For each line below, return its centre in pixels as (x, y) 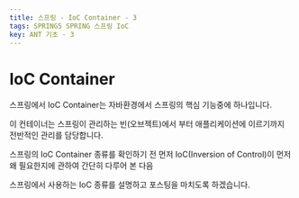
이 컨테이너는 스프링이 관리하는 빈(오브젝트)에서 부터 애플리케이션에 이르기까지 (147, 124)
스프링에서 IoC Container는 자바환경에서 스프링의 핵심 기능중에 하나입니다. (141, 105)
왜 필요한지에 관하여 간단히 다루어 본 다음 (82, 166)
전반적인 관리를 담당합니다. (56, 135)
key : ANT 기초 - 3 (42, 34)
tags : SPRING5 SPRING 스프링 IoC (69, 26)
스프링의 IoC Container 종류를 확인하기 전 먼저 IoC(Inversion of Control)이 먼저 (150, 155)
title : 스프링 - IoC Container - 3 (73, 18)
